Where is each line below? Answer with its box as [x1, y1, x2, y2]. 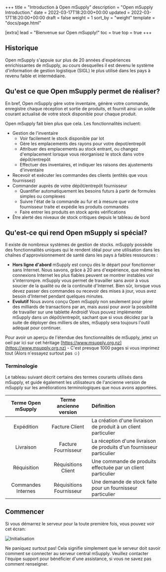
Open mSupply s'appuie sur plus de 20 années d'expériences [5, 57, 131, 63]
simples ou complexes [19, 193, 66, 199]
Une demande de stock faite [91, 478, 157, 485]
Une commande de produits [91, 458, 157, 465]
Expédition [13, 423, 39, 430]
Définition [91, 402, 116, 409]
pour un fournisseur [91, 484, 138, 491]
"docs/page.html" [5, 20, 41, 26]
